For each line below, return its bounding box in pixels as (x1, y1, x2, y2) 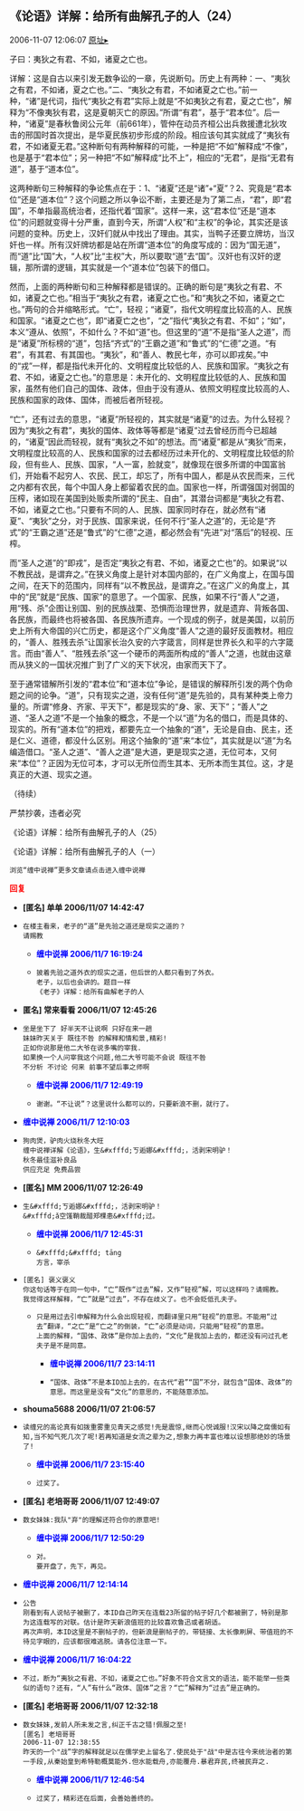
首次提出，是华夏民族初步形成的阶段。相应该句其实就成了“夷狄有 (48, 129, 291, 140)
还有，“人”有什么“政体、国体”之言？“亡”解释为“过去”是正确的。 (56, 1683, 264, 1692)
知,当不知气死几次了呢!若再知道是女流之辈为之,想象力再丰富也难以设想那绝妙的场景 (22, 1432, 291, 1442)
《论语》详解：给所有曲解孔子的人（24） (9, 8, 240, 24)
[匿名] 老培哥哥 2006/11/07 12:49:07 (22, 1495, 160, 1506)
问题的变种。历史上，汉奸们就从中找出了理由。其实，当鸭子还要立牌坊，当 (9, 227, 287, 238)
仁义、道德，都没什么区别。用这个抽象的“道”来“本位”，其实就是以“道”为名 (16, 734, 292, 745)
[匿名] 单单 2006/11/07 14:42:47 (22, 902, 145, 913)
